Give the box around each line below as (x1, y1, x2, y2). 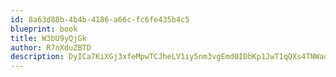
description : (10, 52, 65, 62)
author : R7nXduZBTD (10, 42, 92, 53)
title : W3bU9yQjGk (10, 33, 87, 43)
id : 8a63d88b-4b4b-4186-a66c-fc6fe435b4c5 (10, 14, 190, 25)
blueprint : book (10, 24, 78, 34)
